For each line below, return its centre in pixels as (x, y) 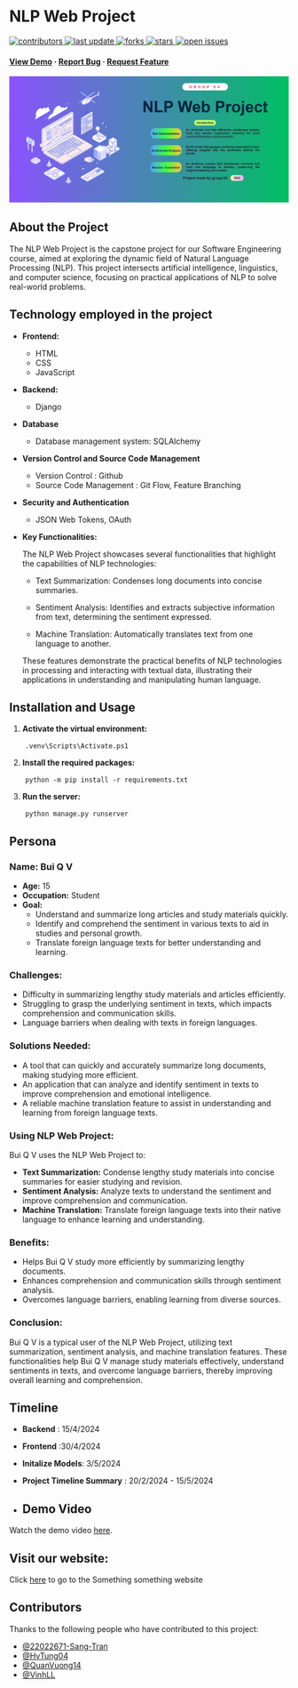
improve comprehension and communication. (105, 1201)
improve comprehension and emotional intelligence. (117, 1093)
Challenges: (36, 976)
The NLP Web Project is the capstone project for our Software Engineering (145, 249)
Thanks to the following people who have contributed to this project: (134, 1628)
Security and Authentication (75, 502)
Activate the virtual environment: (85, 729)
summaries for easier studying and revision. (102, 1182)
